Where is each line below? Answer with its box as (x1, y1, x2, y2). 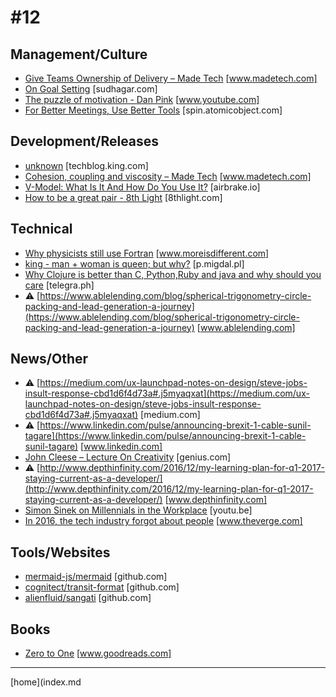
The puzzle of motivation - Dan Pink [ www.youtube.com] (24, 94, 260, 105)
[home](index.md (10, 676, 82, 688)
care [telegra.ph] (24, 279, 95, 291)
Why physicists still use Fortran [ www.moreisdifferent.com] (24, 247, 270, 259)
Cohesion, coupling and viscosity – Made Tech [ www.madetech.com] (24, 170, 312, 182)
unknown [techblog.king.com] (24, 159, 149, 171)
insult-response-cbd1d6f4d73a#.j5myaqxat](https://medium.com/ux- (24, 387, 310, 400)
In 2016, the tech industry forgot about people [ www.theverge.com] (24, 515, 303, 527)
